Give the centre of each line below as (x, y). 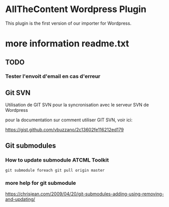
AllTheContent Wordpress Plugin (76, 9)
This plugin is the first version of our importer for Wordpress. (68, 23)
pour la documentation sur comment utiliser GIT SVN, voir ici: (69, 120)
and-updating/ (20, 199)
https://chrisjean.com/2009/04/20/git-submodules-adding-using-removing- (84, 194)
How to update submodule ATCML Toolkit (57, 160)
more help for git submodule (41, 183)
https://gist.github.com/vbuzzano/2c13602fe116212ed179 (65, 130)
